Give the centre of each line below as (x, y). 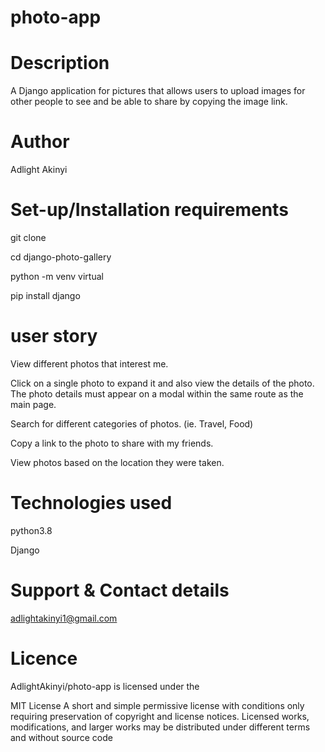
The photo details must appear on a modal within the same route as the (157, 393)
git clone (28, 237)
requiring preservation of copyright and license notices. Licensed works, (160, 716)
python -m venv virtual (57, 276)
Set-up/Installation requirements (149, 210)
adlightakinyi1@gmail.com (64, 618)
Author (40, 142)
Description (60, 63)
